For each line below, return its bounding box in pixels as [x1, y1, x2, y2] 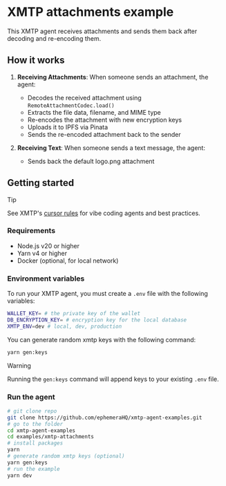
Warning [7, 361, 31, 370]
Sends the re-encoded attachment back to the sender [27, 130, 181, 138]
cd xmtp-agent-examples [7, 427, 76, 434]
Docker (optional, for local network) [17, 256, 119, 265]
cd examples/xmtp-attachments [7, 433, 95, 440]
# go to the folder [7, 420, 64, 427]
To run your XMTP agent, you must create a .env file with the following [7, 290, 209, 298]
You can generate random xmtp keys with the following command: [7, 335, 196, 344]
